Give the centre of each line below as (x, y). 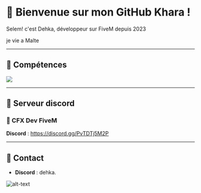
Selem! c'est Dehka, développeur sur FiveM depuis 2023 (76, 29)
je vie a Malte (23, 40)
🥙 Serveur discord (40, 103)
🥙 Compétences (36, 65)
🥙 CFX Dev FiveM (32, 120)
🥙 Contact (25, 158)
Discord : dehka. (36, 173)
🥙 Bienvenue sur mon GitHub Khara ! (98, 12)
